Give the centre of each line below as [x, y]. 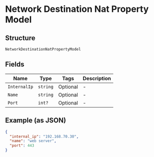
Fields [15, 65]
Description [97, 78]
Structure [20, 38]
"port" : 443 [22, 146]
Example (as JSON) [36, 121]
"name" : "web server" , [33, 141]
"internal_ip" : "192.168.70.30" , [44, 136]
